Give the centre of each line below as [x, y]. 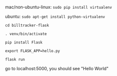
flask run [15, 59]
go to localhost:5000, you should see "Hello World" [57, 68]
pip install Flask [24, 42]
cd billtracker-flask [27, 25]
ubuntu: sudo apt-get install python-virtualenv [55, 16]
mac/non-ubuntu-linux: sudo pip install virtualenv [58, 7]
